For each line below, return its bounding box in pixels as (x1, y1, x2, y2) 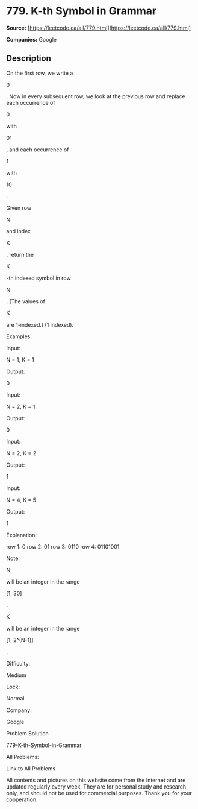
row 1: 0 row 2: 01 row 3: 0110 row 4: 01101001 (6, 543, 120, 550)
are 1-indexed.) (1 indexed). (6, 321, 74, 328)
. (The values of (6, 297, 45, 305)
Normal (6, 694, 25, 702)
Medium (6, 671, 27, 679)
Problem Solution (6, 729, 49, 737)
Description (6, 53, 51, 64)
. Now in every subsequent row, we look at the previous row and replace (6, 92, 185, 100)
